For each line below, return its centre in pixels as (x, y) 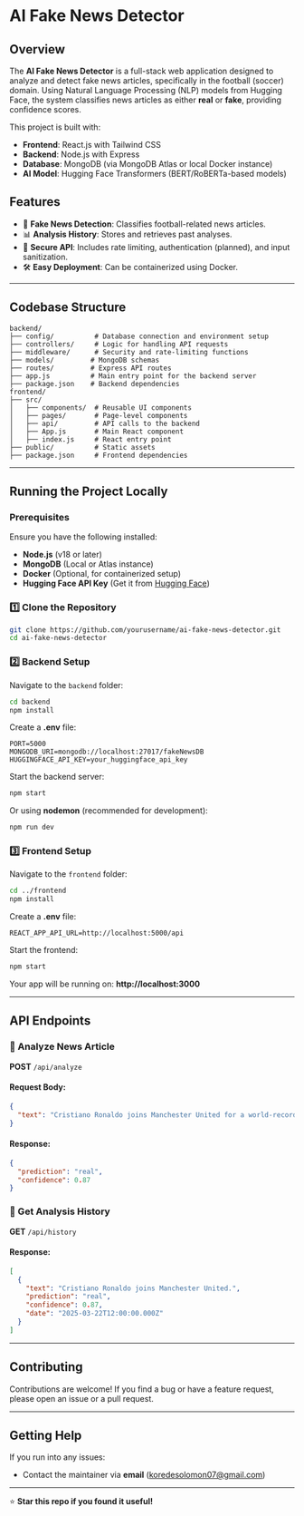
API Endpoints (50, 1021)
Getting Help (46, 1435)
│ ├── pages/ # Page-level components (99, 415)
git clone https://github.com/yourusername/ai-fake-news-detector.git (145, 630)
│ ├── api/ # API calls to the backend (105, 423)
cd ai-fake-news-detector (58, 638)
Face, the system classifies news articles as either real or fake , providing (146, 100)
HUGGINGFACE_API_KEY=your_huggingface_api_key (99, 760)
